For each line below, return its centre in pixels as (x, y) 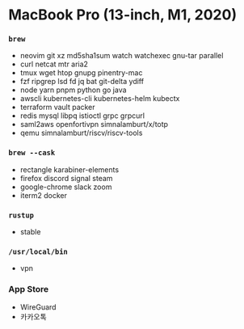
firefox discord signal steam (66, 178)
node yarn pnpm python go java (73, 90)
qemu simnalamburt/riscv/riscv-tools (81, 133)
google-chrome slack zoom (66, 187)
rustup (21, 215)
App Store (29, 289)
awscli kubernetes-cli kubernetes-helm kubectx (100, 99)
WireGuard (38, 307)
